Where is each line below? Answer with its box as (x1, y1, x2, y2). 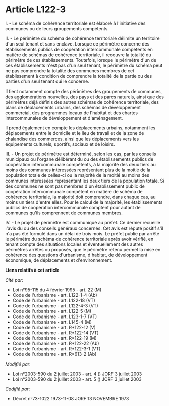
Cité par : (5, 277, 24, 283)
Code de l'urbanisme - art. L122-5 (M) (12, 308, 92, 314)
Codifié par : (5, 386, 30, 392)
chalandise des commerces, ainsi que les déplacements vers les (5, 136, 139, 142)
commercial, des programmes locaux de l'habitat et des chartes (5, 110, 138, 116)
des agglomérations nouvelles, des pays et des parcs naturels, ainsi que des (5, 94, 164, 100)
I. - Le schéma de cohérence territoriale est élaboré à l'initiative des (5, 20, 146, 26)
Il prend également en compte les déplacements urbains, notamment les (5, 125, 156, 131)
